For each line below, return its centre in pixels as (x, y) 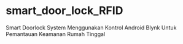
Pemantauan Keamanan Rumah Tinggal (56, 34)
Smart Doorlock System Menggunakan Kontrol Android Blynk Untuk (91, 28)
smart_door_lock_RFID (64, 11)
